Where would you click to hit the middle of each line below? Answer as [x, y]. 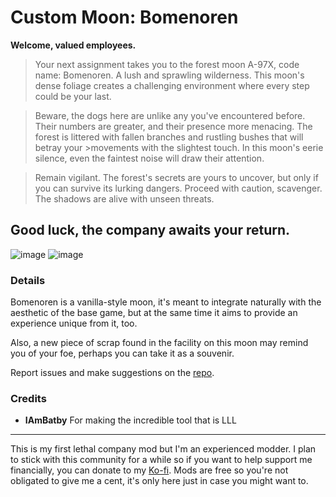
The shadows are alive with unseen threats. [124, 198]
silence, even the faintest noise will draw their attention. [149, 158]
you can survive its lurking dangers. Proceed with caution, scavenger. [178, 188]
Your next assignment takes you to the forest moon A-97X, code [167, 64]
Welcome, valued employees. [73, 45]
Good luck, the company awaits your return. [150, 230]
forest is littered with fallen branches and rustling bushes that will [169, 137]
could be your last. [73, 96]
